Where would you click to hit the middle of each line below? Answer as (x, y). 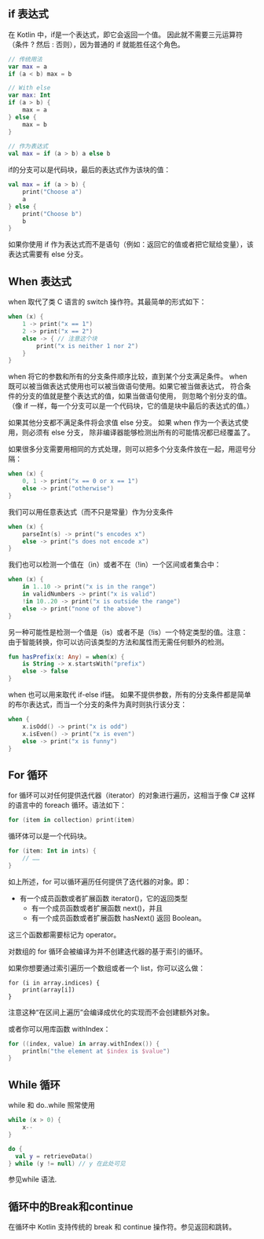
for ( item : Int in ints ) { (52, 851)
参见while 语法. (33, 1179)
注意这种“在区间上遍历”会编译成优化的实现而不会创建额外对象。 (111, 1012)
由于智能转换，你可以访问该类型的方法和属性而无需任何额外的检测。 (118, 642)
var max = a (27, 66)
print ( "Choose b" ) (52, 214)
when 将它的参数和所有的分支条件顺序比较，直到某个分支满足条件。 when (128, 376)
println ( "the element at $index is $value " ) (96, 1051)
